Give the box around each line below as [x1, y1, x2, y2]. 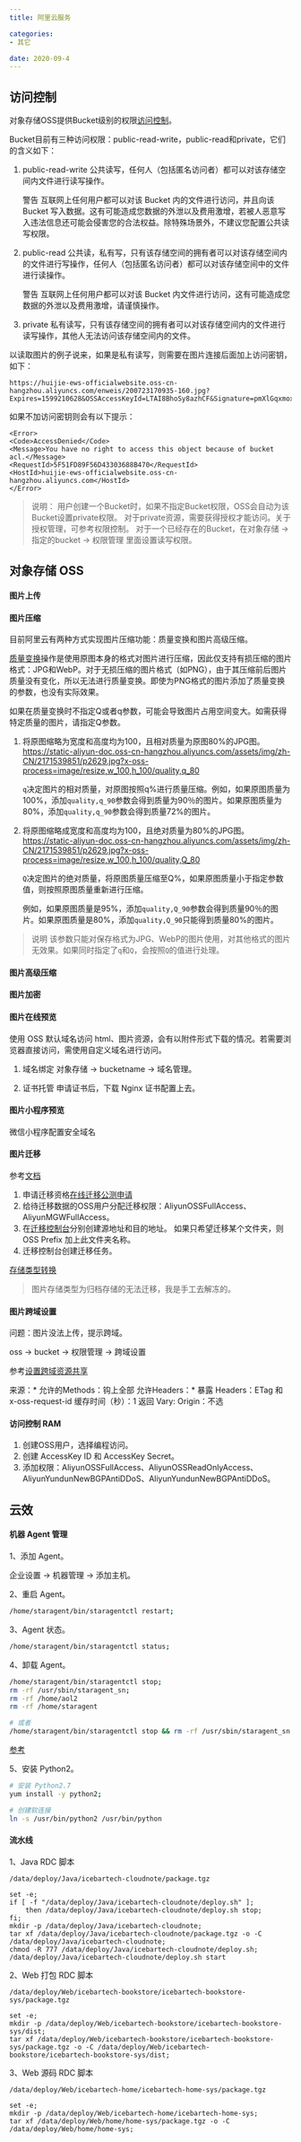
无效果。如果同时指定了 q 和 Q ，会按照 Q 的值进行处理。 [30, 944, 225, 956]
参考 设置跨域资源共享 [9, 1365, 88, 1376]
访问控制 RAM [9, 1418, 62, 1428]
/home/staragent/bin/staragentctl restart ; [9, 1607, 175, 1616]
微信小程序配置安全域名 [9, 1126, 96, 1137]
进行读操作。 [21, 270, 70, 281]
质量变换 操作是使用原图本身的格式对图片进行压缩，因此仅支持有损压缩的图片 [9, 653, 292, 664]
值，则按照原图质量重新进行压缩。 [21, 884, 149, 895]
